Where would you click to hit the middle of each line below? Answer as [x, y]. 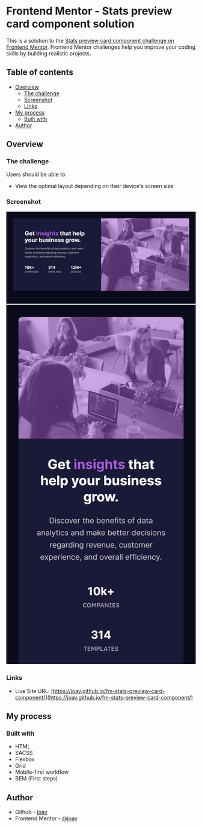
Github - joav [31, 812]
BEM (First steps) [36, 779]
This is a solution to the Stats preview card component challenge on [90, 40]
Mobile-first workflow [42, 772]
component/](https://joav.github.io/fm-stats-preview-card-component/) [104, 697]
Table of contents [40, 73]
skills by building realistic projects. [49, 53]
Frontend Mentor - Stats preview [89, 11]
